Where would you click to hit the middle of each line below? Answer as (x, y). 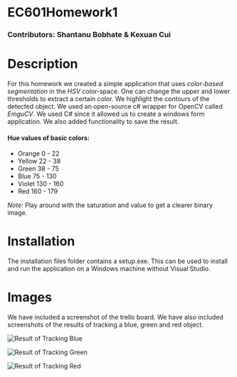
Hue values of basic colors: (49, 138)
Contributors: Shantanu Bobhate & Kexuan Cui (89, 35)
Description (43, 64)
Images (30, 298)
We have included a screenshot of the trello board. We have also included (116, 317)
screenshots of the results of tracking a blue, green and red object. (106, 325)
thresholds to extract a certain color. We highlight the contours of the (109, 99)
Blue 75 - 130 (37, 176)
